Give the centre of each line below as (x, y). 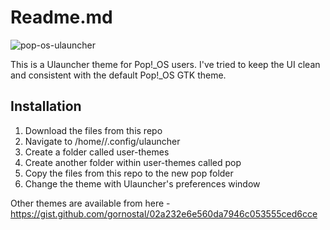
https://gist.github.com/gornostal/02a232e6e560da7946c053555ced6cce (164, 213)
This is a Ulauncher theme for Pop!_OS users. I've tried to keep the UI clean (165, 64)
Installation (46, 106)
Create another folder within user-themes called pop (133, 162)
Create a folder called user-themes (97, 152)
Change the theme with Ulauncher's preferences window (142, 183)
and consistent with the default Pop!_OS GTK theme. (118, 75)
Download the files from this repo (93, 130)
